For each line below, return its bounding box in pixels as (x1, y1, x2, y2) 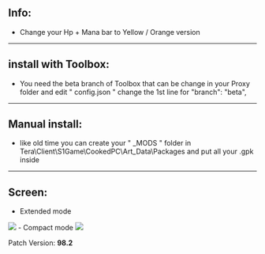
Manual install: (8, 118, 83, 131)
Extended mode (19, 207, 72, 216)
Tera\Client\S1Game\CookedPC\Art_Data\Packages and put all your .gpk (19, 146, 254, 157)
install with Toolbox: (8, 58, 110, 71)
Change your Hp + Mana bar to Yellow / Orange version (19, 27, 200, 36)
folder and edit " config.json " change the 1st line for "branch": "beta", (19, 87, 247, 97)
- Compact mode (17, 223, 73, 233)
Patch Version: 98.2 (8, 238, 73, 248)
